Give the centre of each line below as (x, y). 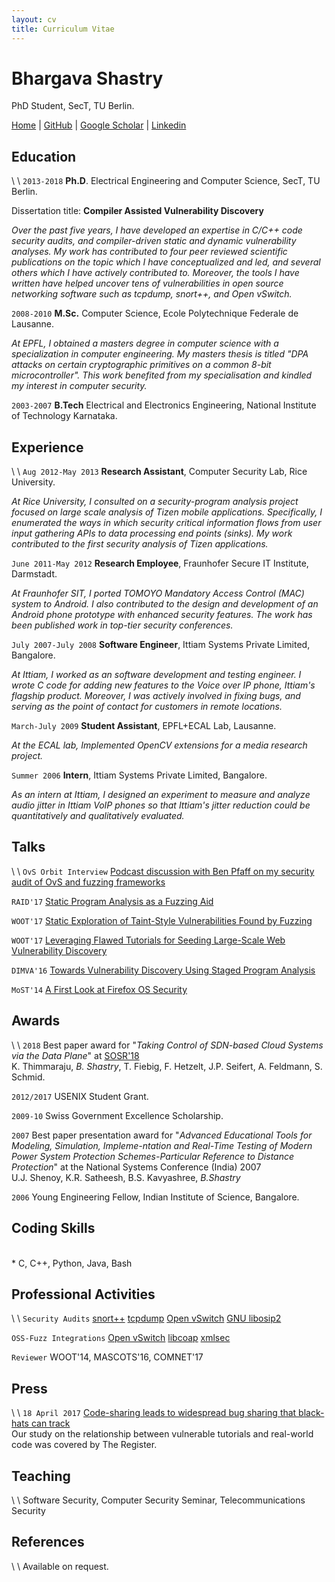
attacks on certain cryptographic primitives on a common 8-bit (141, 365)
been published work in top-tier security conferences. (122, 625)
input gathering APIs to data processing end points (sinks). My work (152, 533)
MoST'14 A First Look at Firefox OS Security (99, 989)
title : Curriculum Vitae (63, 29)
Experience (47, 447)
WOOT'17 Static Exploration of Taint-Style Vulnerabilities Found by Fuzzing (162, 920)
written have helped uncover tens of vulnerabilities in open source (147, 283)
